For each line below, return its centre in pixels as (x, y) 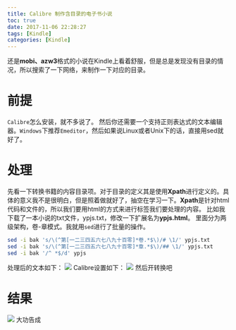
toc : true (22, 20)
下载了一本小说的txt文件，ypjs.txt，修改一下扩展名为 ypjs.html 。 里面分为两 (117, 218)
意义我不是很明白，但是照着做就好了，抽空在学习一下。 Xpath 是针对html (124, 200)
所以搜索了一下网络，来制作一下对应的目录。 (84, 70)
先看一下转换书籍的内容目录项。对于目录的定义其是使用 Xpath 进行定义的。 (115, 191)
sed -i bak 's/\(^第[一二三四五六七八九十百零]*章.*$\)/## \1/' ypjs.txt (110, 246)
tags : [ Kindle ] (30, 33)
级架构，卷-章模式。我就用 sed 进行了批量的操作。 (78, 227)
